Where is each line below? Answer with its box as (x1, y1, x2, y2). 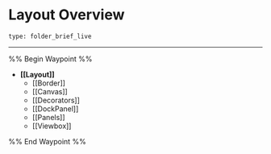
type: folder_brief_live (8, 32, 92, 40)
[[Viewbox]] (31, 121, 72, 131)
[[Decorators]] (31, 95, 81, 105)
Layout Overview (8, 6, 125, 24)
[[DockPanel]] (31, 103, 79, 114)
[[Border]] (31, 78, 66, 88)
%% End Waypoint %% (8, 136, 86, 146)
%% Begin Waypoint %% (8, 54, 93, 64)
